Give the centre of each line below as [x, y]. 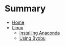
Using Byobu [32, 38]
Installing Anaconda [39, 33]
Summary [25, 9]
